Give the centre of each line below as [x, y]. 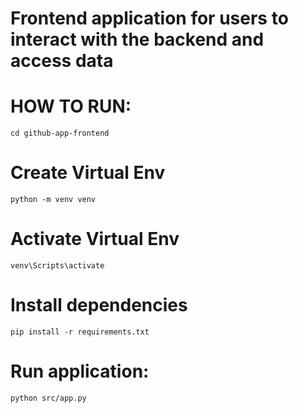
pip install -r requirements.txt [80, 332]
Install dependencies [99, 305]
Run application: [80, 371]
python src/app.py [48, 398]
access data [62, 61]
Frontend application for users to [149, 18]
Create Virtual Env [88, 173]
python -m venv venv [53, 200]
